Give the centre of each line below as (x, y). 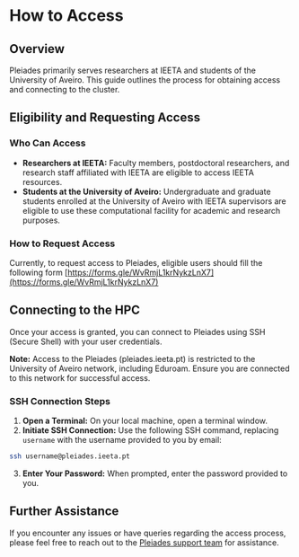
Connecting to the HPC (75, 310)
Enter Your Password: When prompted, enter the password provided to (155, 473)
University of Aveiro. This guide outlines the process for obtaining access (145, 80)
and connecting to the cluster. (65, 89)
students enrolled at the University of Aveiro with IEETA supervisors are (154, 201)
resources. (42, 181)
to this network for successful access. (80, 377)
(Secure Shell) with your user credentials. (86, 341)
